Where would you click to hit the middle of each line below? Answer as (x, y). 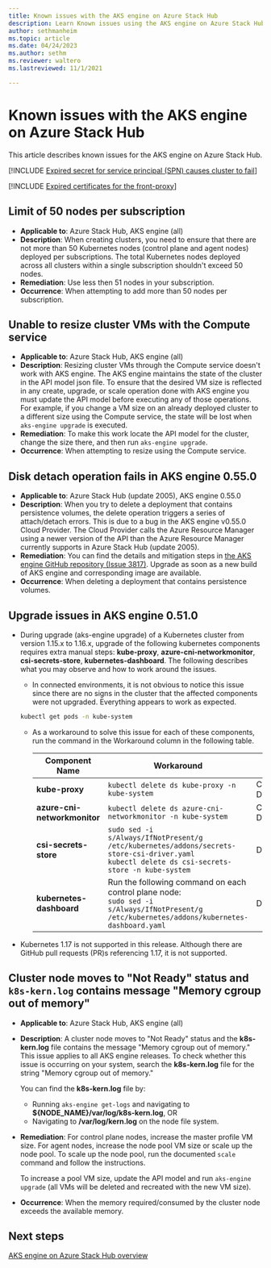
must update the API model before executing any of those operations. (135, 399)
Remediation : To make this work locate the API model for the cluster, (135, 434)
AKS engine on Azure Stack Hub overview (78, 1256)
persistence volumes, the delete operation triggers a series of (123, 513)
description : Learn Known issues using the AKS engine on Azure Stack (129, 23)
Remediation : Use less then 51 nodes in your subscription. (117, 282)
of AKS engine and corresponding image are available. (110, 573)
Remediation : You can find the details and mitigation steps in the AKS (135, 556)
